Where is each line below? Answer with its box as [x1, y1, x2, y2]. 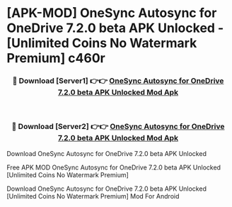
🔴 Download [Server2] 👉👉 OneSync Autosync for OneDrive [11, 122, 225, 132]
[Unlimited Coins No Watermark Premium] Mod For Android [6, 191, 180, 200]
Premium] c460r [6, 50, 105, 67]
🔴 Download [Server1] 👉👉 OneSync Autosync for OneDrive [12, 76, 224, 86]
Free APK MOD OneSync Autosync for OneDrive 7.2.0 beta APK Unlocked [6, 163, 221, 172]
